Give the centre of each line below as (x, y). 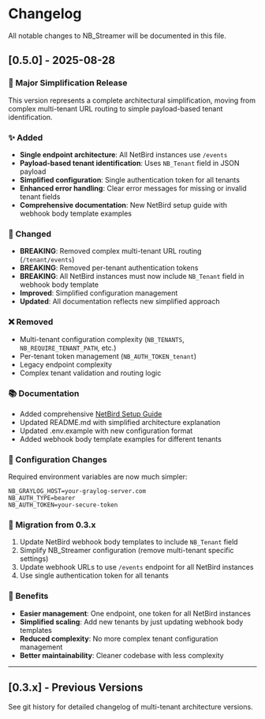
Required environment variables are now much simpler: (98, 477)
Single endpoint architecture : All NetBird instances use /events (123, 154)
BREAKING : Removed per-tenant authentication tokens (109, 268)
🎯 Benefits (28, 596)
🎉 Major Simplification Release (68, 83)
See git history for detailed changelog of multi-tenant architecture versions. (131, 706)
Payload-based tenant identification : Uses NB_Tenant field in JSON (129, 163)
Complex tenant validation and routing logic (90, 373)
